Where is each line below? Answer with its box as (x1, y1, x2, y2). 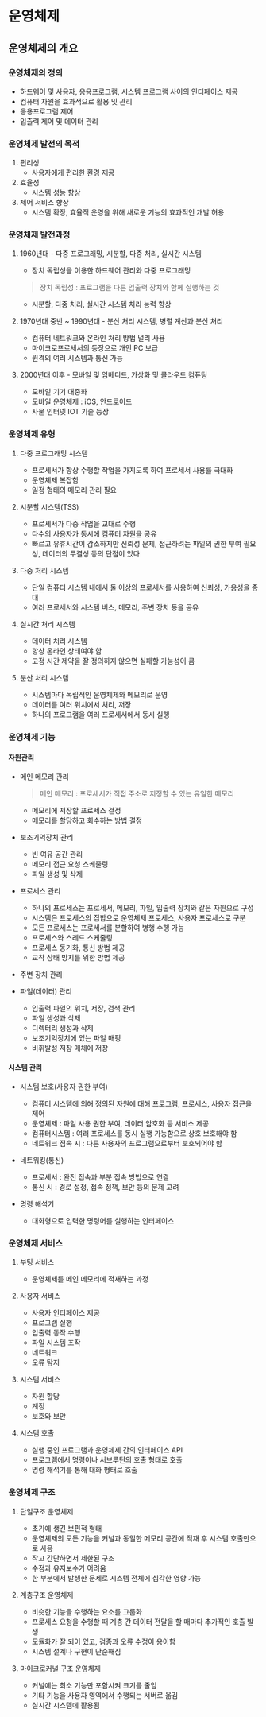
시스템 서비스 (19, 1374, 61, 1384)
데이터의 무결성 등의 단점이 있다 (42, 548, 141, 558)
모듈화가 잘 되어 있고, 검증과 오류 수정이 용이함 (31, 1637, 176, 1646)
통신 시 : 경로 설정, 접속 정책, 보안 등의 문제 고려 (31, 1182, 179, 1192)
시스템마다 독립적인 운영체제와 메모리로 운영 (31, 689, 168, 700)
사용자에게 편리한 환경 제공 (31, 168, 115, 177)
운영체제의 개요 (8, 41, 79, 55)
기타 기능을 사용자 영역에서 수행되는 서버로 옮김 (31, 1690, 179, 1700)
